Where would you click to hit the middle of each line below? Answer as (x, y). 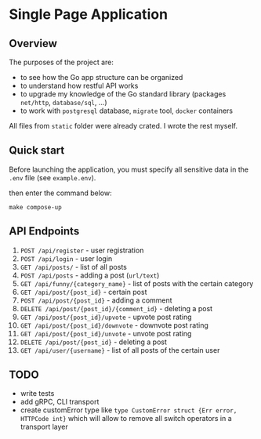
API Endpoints (44, 232)
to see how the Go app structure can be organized (101, 77)
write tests (37, 394)
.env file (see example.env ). (53, 177)
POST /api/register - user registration (82, 250)
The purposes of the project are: (62, 62)
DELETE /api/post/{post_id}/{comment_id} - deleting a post (116, 308)
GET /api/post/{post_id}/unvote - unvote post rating (106, 333)
